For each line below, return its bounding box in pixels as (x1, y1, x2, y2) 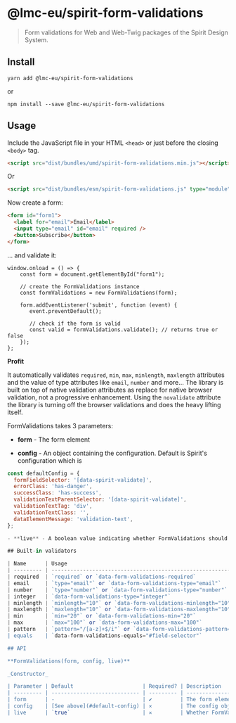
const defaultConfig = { (7, 470, 80, 477)
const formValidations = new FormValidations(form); (20, 289, 178, 296)
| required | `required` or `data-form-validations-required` (7, 573, 197, 581)
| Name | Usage (7, 561, 68, 568)
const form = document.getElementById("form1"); (20, 271, 165, 278)
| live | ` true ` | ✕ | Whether (7, 709, 209, 716)
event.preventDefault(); (29, 307, 102, 314)
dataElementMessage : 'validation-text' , (13, 516, 133, 523)
